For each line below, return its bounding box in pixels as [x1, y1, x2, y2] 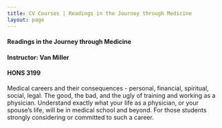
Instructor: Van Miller [7, 53, 69, 62]
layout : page [7, 16, 45, 23]
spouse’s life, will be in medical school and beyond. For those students [7, 105, 207, 114]
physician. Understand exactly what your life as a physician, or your [7, 99, 199, 107]
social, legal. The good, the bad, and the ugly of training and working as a [7, 91, 216, 99]
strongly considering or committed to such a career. [7, 113, 155, 121]
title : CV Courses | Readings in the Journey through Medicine [7, 10, 192, 17]
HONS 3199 [7, 69, 41, 77]
